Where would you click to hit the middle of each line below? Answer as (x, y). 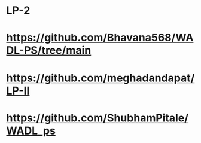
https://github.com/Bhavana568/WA (100, 38)
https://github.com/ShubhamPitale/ (98, 118)
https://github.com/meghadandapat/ (100, 78)
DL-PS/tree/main (49, 51)
